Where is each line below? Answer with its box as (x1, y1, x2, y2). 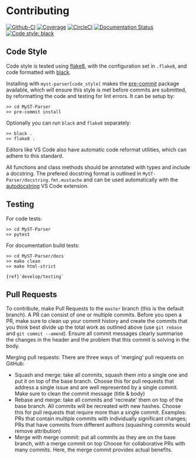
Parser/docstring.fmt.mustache (6, 177, 82, 183)
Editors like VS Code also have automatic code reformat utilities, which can (6, 146, 187, 153)
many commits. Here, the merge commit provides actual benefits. (14, 446, 173, 453)
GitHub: (6, 360, 25, 367)
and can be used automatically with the (83, 176, 178, 183)
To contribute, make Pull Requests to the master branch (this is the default (6, 305, 184, 312)
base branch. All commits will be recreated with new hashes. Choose (14, 403, 181, 410)
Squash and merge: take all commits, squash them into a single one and (14, 372, 188, 379)
